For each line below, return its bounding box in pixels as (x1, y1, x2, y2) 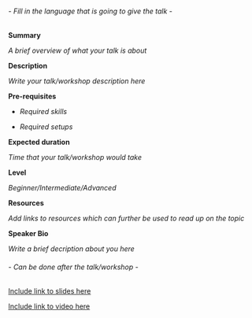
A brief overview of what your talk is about (8, 46, 147, 55)
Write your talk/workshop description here (8, 76, 146, 86)
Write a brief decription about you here (8, 244, 135, 253)
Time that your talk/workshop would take (8, 153, 143, 162)
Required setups (19, 122, 73, 131)
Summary (8, 31, 41, 40)
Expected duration (8, 138, 70, 147)
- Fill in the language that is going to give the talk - (8, 6, 173, 16)
